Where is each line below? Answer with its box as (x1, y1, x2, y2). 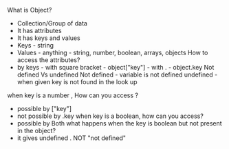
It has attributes (17, 27, 62, 34)
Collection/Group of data (17, 19, 88, 27)
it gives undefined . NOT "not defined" (17, 134, 126, 142)
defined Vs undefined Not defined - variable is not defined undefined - (17, 70, 218, 79)
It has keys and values (17, 34, 80, 42)
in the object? (17, 127, 56, 135)
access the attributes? (17, 56, 80, 64)
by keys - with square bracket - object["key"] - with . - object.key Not (17, 63, 215, 71)
